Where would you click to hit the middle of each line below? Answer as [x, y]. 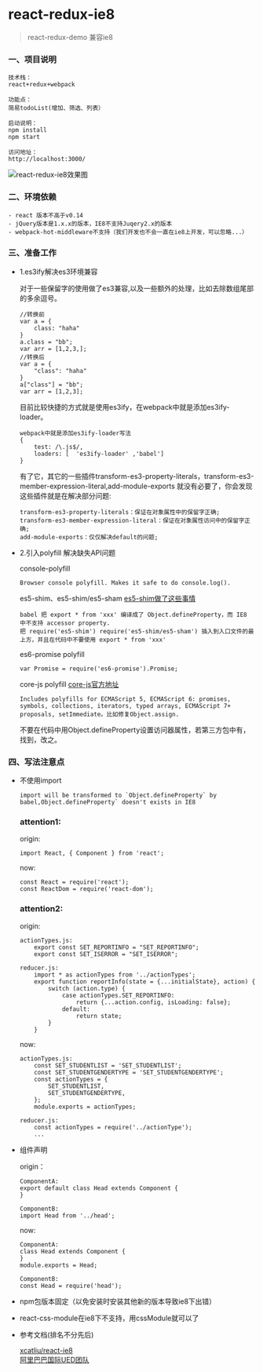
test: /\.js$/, [59, 447]
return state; [99, 1016]
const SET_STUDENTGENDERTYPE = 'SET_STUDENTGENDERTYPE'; [129, 1072]
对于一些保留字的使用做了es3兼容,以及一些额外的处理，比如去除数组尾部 [137, 288]
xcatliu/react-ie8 [46, 1350]
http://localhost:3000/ [47, 159]
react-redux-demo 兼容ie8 [70, 37]
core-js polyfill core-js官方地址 [69, 684]
